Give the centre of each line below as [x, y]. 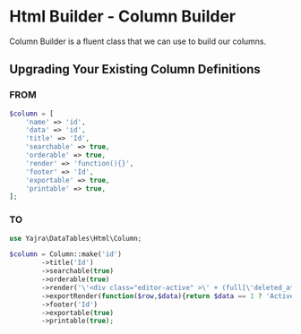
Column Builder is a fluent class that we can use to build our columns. [138, 41]
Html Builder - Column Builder [122, 17]
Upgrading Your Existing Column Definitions [135, 69]
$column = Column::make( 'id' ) [66, 254]
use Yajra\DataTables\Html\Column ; [76, 238]
